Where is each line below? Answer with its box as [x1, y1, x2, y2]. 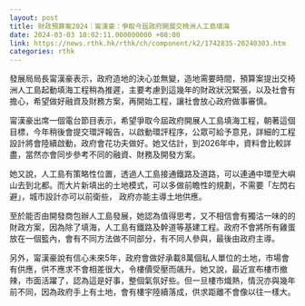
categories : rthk [9, 47, 75, 56]
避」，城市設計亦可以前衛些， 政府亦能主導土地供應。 [9, 192, 207, 202]
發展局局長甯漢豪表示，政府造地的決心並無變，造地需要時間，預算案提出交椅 [9, 74, 296, 84]
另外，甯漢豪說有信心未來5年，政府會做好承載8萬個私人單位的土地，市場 [9, 252, 281, 263]
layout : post [9, 13, 59, 23]
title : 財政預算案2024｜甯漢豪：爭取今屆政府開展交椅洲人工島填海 [9, 22, 230, 31]
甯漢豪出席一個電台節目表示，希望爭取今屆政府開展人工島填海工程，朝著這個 [9, 115, 296, 126]
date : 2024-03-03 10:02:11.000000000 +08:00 [9, 30, 181, 39]
